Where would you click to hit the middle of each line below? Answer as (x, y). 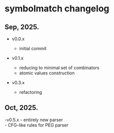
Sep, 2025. (22, 27)
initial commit (33, 48)
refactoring (31, 92)
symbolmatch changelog (57, 9)
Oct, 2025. (21, 108)
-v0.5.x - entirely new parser (34, 120)
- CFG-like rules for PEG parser (37, 125)
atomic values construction (47, 73)
